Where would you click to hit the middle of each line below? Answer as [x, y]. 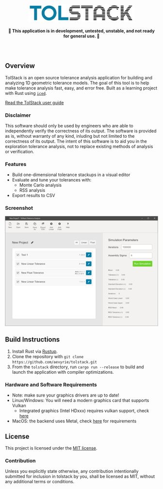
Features [16, 164]
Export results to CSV [33, 196]
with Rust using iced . [26, 93]
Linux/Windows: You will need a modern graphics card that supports [81, 400]
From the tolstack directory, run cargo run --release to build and [78, 367]
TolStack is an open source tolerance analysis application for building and [79, 77]
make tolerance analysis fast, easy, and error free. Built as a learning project [81, 88]
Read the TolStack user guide [34, 102]
